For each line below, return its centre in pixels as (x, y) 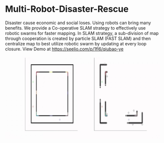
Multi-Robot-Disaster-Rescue (67, 9)
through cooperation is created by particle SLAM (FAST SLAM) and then (78, 38)
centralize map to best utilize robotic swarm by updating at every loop (76, 43)
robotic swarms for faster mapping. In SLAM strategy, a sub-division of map (82, 33)
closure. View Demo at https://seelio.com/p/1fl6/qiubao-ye (64, 49)
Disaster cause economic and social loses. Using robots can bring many (78, 23)
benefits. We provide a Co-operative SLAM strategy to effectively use (75, 28)
